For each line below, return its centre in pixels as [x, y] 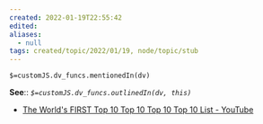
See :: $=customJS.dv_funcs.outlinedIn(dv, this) [101, 93]
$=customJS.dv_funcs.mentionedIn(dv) [80, 76]
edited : [24, 26]
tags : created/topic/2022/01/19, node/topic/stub [104, 51]
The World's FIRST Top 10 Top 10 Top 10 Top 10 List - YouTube [138, 110]
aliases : [26, 34]
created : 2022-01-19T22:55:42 [66, 18]
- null [30, 43]
